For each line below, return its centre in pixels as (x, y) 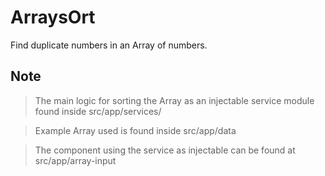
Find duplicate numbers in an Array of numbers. (109, 45)
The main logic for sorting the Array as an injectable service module (174, 100)
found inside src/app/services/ (98, 111)
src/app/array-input (75, 160)
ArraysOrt (53, 17)
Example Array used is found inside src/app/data (135, 130)
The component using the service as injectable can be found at (165, 150)
